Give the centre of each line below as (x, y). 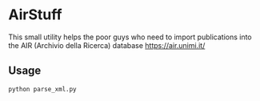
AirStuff (35, 15)
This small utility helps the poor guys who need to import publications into (130, 37)
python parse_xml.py (43, 89)
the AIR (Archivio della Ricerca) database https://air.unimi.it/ (107, 45)
